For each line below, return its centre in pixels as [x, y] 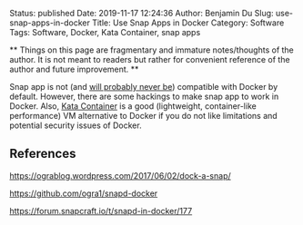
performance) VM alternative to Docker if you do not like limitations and [143, 116]
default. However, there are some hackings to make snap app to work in [144, 96]
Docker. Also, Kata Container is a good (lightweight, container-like [133, 106]
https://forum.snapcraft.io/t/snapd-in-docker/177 [101, 210]
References [43, 154]
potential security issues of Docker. [76, 125]
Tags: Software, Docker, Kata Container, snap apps [105, 32]
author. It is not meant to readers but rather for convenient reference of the [150, 59]
